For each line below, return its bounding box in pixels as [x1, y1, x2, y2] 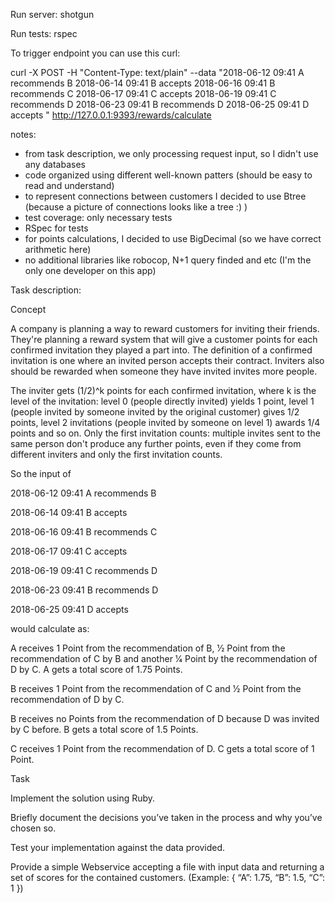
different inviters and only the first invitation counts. [10, 449, 223, 460]
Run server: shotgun [10, 9, 95, 20]
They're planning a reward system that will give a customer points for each [10, 334, 318, 345]
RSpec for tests [24, 222, 89, 234]
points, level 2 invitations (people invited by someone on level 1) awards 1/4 [10, 417, 321, 428]
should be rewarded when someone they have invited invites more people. [10, 365, 318, 377]
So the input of [10, 468, 72, 479]
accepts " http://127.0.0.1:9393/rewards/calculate [10, 109, 212, 121]
